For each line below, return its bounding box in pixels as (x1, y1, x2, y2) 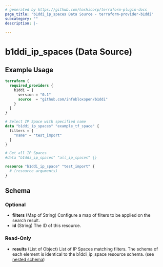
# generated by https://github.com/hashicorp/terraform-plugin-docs (5, 7, 147, 12)
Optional (5, 201, 26, 208)
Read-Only (5, 235, 32, 242)
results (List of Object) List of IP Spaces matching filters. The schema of (12, 246, 158, 252)
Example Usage (5, 65, 54, 74)
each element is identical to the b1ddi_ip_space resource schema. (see (12, 251, 154, 257)
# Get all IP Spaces (5, 151, 47, 156)
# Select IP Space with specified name (5, 119, 86, 124)
